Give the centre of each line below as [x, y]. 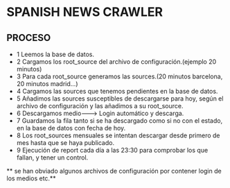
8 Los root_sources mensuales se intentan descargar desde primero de [118, 135]
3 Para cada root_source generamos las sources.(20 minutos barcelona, [120, 76]
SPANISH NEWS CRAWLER [85, 12]
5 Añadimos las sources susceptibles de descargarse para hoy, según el [120, 99]
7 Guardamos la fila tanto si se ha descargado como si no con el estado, [120, 121]
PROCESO [29, 38]
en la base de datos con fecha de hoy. [71, 128]
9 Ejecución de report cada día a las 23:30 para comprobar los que [112, 150]
